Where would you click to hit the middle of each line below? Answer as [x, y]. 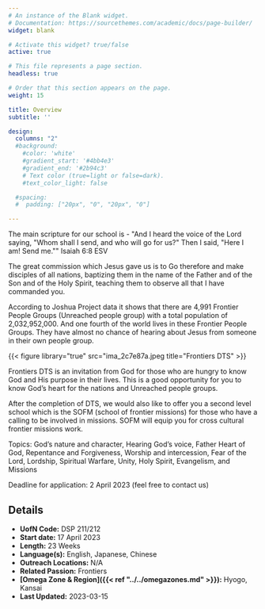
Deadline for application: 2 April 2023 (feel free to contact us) [109, 485]
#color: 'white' [49, 154]
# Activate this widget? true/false [68, 44]
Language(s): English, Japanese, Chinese [88, 554]
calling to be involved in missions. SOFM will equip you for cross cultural [126, 420]
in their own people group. [51, 341]
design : [21, 132]
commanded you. [37, 292]
